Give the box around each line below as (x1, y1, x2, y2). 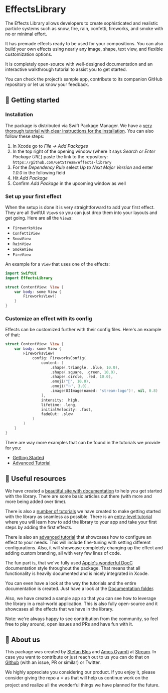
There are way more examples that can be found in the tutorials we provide (5, 439, 160, 445)
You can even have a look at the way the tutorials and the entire (5, 580, 136, 586)
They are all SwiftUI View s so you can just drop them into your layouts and (5, 210, 157, 216)
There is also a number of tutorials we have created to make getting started (5, 508, 161, 514)
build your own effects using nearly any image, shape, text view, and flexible (5, 46, 163, 52)
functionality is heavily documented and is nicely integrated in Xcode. (5, 570, 149, 576)
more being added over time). (5, 499, 67, 505)
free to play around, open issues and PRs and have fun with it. (5, 621, 133, 627)
